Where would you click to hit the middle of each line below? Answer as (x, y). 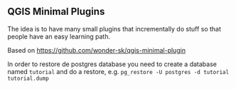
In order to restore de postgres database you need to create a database (112, 64)
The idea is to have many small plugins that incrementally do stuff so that (114, 28)
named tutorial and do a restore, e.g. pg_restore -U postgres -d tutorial (118, 71)
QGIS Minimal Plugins (56, 12)
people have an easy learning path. (59, 36)
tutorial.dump (28, 78)
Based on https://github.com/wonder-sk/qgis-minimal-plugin (97, 50)
